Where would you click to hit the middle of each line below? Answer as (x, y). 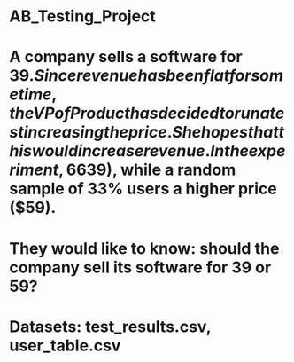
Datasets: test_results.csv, (110, 327)
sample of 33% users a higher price (143, 189)
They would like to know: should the (144, 248)
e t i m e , (33, 94)
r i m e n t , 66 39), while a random (123, 170)
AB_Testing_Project (83, 16)
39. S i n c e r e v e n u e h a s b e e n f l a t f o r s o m (147, 76)
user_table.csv (65, 346)
